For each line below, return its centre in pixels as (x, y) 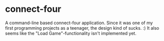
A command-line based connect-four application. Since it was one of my (79, 23)
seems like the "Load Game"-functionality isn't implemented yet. (71, 33)
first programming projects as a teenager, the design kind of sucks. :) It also (82, 28)
